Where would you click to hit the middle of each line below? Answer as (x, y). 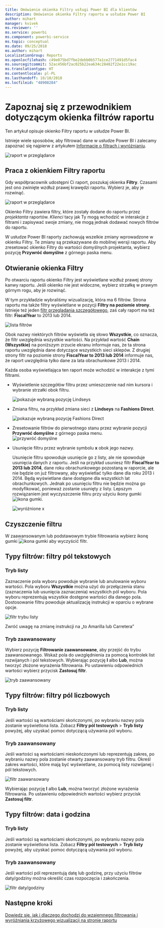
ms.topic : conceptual (27, 42)
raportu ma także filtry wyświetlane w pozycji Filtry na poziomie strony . (78, 305)
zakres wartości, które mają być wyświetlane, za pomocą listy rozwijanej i (80, 764)
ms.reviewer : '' (22, 28)
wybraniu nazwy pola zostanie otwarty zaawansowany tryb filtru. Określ (78, 759)
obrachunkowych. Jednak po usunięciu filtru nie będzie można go (79, 483)
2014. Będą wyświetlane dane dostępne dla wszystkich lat (71, 478)
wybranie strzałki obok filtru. (41, 390)
